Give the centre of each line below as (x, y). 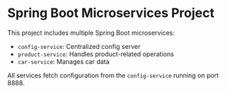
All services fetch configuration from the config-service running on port (113, 75)
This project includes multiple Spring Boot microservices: (91, 33)
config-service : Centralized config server (79, 46)
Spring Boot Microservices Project (111, 13)
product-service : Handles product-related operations (96, 54)
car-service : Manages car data (64, 61)
